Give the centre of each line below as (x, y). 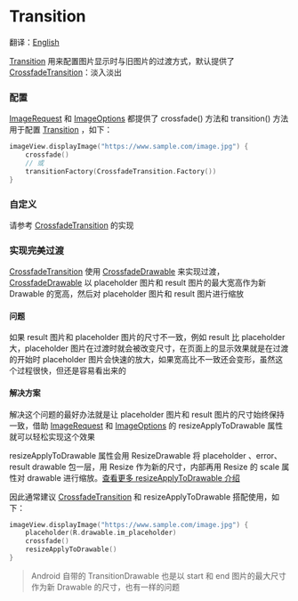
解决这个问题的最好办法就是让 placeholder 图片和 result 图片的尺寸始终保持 (147, 414)
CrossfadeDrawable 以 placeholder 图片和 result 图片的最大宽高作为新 (138, 283)
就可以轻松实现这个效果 (52, 436)
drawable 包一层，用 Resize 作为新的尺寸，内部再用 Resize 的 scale (156, 467)
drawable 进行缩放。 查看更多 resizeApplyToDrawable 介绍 (133, 477)
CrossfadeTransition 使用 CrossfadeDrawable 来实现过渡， (117, 272)
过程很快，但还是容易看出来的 (71, 370)
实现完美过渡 (37, 250)
